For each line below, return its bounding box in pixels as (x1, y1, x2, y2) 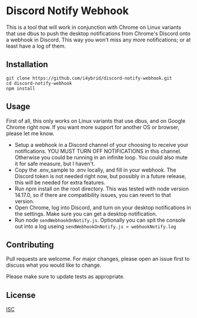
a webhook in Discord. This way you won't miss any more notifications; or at (6, 36, 191, 43)
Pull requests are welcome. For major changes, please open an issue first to (6, 255, 190, 263)
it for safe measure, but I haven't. (14, 160, 95, 167)
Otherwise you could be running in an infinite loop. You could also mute (14, 153, 188, 160)
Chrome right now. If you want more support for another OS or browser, (6, 123, 180, 130)
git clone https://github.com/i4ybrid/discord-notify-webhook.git (6, 75, 172, 81)
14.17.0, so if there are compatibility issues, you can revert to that (14, 191, 172, 198)
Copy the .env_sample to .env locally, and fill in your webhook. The (14, 166, 176, 173)
